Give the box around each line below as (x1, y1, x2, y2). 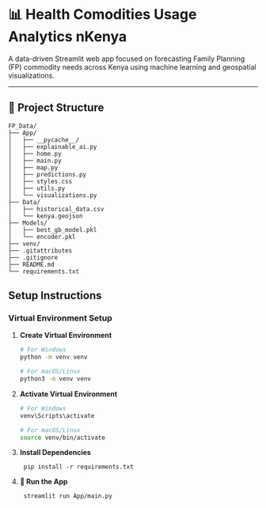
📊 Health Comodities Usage (8, 6, 197, 24)
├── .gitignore (8, 253, 59, 261)
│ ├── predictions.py (8, 170, 87, 178)
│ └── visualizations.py (8, 191, 97, 199)
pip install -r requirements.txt (23, 463, 134, 471)
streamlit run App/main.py (23, 492, 112, 500)
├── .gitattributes (8, 246, 73, 255)
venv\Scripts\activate (19, 411, 95, 419)
